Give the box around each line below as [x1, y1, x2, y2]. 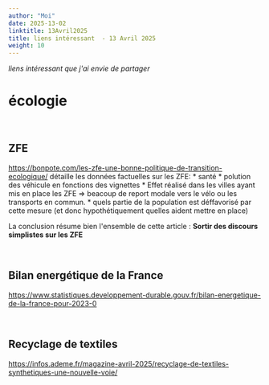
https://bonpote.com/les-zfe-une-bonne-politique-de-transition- [8, 162, 223, 173]
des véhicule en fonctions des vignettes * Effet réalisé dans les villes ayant [8, 180, 255, 190]
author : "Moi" [8, 11, 56, 20]
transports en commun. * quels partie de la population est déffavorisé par [8, 197, 251, 207]
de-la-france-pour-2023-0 [8, 298, 97, 308]
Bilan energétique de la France [8, 268, 164, 282]
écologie [8, 92, 68, 110]
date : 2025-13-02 [8, 19, 67, 27]
